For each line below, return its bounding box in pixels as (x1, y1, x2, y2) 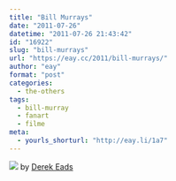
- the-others (17, 87, 65, 95)
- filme (17, 120, 46, 129)
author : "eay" (9, 63, 62, 72)
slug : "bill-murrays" (9, 46, 89, 55)
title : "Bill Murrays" (9, 12, 93, 22)
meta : (9, 128, 29, 137)
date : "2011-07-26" (9, 21, 81, 30)
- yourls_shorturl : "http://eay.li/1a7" (17, 136, 168, 145)
